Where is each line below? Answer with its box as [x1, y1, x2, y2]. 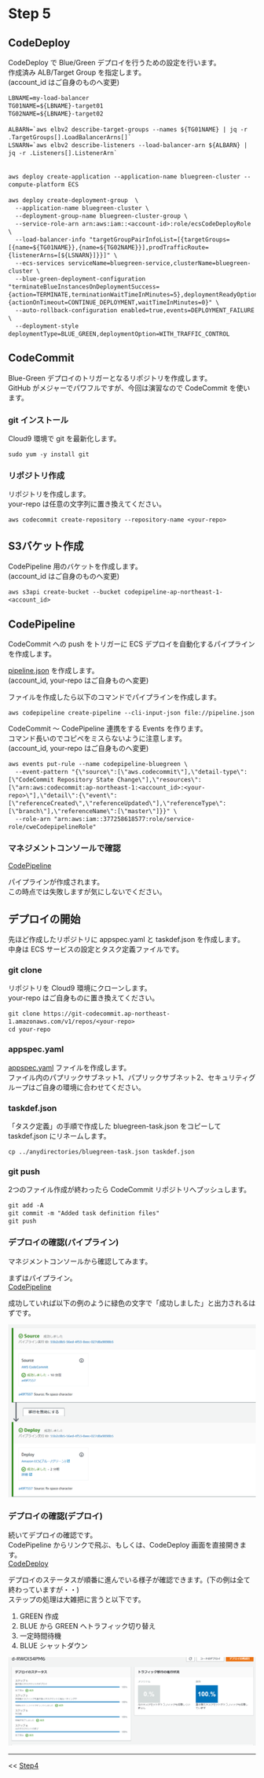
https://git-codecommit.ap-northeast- [42, 1010, 170, 1018]
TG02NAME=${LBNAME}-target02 [8, 110, 104, 118]
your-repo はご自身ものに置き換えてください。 [8, 993, 159, 1003]
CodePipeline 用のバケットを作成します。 [8, 561, 143, 571]
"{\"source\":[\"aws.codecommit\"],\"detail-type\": [71, 768, 247, 776]
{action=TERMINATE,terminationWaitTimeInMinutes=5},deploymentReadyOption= [8, 291, 262, 299]
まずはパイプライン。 [8, 1273, 77, 1283]
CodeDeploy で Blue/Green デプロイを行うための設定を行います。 [8, 58, 222, 67]
